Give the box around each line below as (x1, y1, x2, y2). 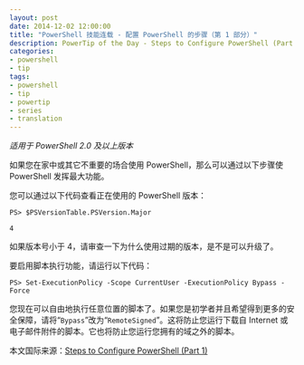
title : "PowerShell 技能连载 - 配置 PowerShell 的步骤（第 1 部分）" (9, 30, 258, 39)
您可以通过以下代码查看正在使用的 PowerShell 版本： (9, 190, 206, 201)
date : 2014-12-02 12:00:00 (9, 22, 111, 31)
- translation (9, 114, 63, 123)
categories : (9, 47, 54, 56)
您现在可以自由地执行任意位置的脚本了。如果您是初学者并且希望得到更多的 (9, 303, 287, 314)
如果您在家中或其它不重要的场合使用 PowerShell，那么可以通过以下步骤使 (9, 159, 283, 170)
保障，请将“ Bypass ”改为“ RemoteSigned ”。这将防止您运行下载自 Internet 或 (16, 314, 289, 326)
